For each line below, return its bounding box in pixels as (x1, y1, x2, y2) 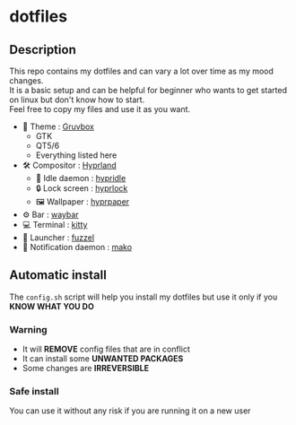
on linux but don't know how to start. (9, 94, 145, 105)
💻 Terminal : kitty (22, 220, 88, 230)
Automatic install (9, 267, 108, 283)
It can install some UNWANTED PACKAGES (22, 353, 184, 364)
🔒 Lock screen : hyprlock (35, 183, 128, 194)
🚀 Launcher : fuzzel (22, 232, 95, 243)
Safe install (9, 386, 60, 398)
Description (9, 42, 76, 57)
